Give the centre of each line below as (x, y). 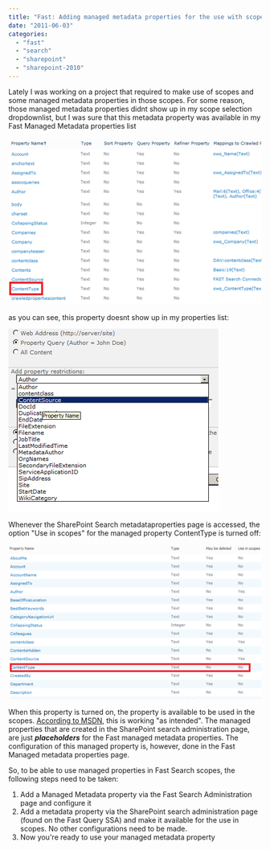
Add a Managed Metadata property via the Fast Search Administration (136, 795)
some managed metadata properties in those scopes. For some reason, (127, 100)
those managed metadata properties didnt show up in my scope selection (130, 109)
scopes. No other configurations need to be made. (103, 829)
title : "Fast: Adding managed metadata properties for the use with (125, 17)
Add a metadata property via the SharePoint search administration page (139, 811)
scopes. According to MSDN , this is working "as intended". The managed (129, 721)
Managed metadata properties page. (69, 755)
